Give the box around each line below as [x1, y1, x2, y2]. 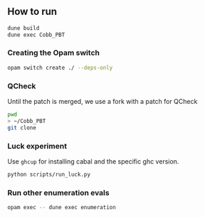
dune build [7, 24, 40, 31]
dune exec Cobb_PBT [7, 31, 65, 38]
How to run [7, 6, 58, 18]
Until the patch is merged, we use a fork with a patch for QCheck [7, 97, 198, 106]
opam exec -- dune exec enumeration [7, 204, 116, 211]
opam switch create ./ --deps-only [7, 64, 113, 71]
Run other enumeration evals [7, 188, 110, 198]
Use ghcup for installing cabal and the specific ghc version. [7, 157, 179, 166]
